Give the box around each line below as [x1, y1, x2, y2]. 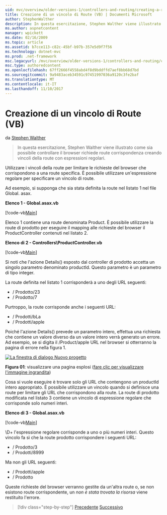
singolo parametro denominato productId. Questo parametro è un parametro [5, 264, 162, 270]
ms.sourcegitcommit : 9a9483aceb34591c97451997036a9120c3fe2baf [5, 72, 139, 77]
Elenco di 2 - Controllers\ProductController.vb [5, 240, 102, 246]
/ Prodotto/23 [12, 289, 40, 295]
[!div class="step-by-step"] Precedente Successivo [17, 504, 123, 510]
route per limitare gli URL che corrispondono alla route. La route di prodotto [5, 390, 160, 396]
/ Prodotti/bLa [12, 314, 41, 320]
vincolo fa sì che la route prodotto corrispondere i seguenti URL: [5, 435, 137, 441]
